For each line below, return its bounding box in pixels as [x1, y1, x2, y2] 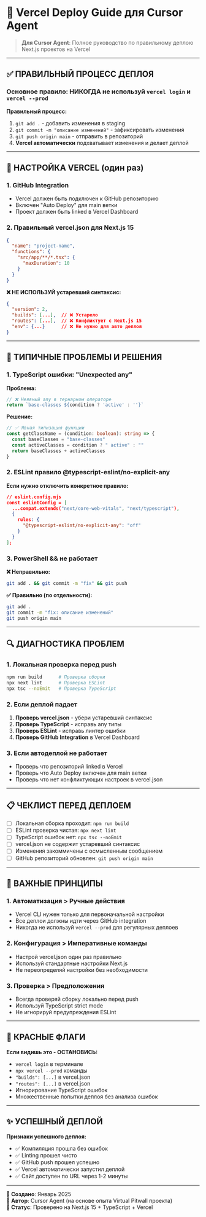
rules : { [17, 517, 40, 523]
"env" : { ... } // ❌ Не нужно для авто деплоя [12, 324, 142, 330]
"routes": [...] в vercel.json [15, 1079, 91, 1087]
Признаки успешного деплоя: [6, 1133, 87, 1140]
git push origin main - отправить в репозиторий [15, 132, 143, 140]
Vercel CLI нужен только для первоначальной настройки [15, 910, 164, 918]
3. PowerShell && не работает [6, 554, 98, 563]
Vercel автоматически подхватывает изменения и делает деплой [15, 139, 189, 146]
